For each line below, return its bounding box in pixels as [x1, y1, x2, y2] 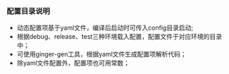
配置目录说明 [6, 6, 51, 16]
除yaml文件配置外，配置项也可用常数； [16, 58, 130, 68]
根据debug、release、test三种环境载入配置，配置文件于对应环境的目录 [16, 32, 223, 41]
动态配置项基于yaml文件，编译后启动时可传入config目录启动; [16, 23, 194, 32]
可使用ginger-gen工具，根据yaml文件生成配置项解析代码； [16, 50, 187, 58]
